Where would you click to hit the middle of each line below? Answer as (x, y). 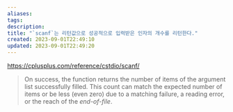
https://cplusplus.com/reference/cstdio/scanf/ (74, 66)
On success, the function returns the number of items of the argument (125, 79)
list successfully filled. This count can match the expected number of (123, 87)
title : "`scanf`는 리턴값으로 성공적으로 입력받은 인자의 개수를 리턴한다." (103, 33)
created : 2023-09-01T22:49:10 (51, 40)
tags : (15, 20)
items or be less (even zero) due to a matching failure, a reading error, (124, 94)
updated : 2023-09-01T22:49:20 (51, 46)
